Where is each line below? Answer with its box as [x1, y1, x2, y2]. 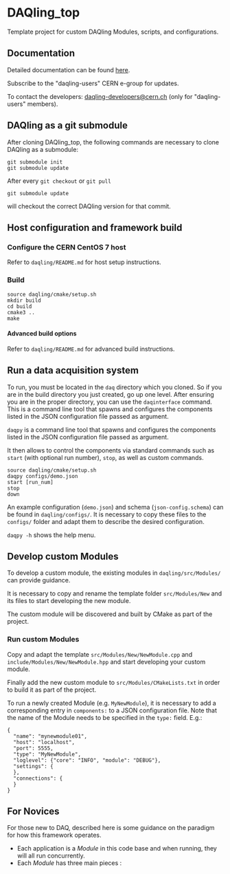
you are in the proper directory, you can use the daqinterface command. [7, 397, 213, 406]
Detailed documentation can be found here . [7, 65, 130, 74]
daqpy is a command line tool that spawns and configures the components [7, 425, 216, 434]
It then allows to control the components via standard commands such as [7, 446, 215, 455]
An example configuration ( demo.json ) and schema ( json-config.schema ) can [7, 503, 224, 511]
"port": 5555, [13, 745, 54, 752]
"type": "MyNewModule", [13, 751, 81, 758]
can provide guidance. [7, 576, 71, 585]
